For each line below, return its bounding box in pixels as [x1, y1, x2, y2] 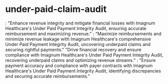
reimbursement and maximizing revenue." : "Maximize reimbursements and [5, 30, 161, 36]
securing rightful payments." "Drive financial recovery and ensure [5, 46, 142, 52]
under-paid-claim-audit [5, 3, 107, 15]
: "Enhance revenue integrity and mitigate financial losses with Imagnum [5, 20, 155, 26]
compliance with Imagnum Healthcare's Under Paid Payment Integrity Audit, [5, 51, 163, 58]
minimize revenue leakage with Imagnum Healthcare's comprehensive [5, 36, 151, 42]
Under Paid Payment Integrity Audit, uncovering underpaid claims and [5, 41, 151, 47]
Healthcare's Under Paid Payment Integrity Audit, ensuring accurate [5, 25, 147, 31]
